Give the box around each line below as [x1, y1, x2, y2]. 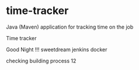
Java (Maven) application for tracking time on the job [6, 23, 134, 30]
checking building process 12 [6, 57, 77, 64]
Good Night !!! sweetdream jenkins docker [6, 45, 107, 53]
